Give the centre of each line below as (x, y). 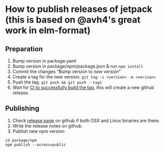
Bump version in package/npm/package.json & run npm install (78, 66)
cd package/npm (21, 140)
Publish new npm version (39, 131)
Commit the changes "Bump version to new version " (67, 71)
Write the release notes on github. (47, 125)
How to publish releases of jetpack (79, 9)
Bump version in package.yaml (44, 61)
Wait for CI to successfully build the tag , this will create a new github (83, 87)
